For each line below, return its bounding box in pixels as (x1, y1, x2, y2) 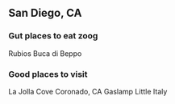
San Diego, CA (8, 6, 82, 20)
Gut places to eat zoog (8, 30, 98, 42)
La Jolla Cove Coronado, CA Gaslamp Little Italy (8, 86, 168, 96)
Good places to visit (8, 68, 88, 79)
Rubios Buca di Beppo (8, 48, 82, 58)
